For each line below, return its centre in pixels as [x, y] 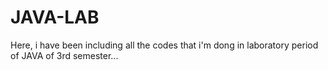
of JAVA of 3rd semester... [64, 55]
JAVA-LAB [55, 17]
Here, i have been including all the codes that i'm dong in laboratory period [164, 45]
